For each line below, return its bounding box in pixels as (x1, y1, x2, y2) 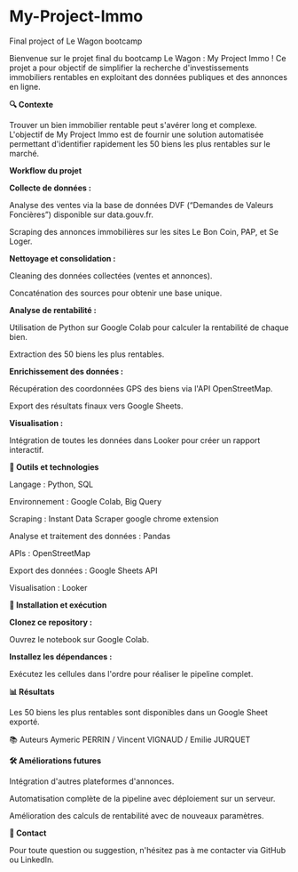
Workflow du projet (9, 165, 82, 175)
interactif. (9, 444, 44, 455)
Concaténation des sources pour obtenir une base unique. (9, 287, 223, 298)
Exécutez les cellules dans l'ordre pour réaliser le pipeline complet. (9, 668, 254, 679)
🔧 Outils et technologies (9, 461, 99, 472)
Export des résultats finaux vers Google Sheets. (9, 400, 184, 411)
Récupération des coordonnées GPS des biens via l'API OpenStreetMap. (9, 383, 273, 393)
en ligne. (9, 81, 42, 92)
